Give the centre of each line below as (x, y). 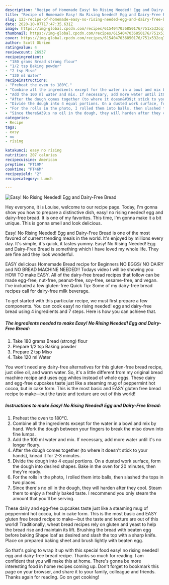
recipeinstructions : (27, 80)
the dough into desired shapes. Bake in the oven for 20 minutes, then (84, 466)
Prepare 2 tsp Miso (32, 352)
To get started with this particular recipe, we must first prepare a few (76, 301)
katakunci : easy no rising (33, 150)
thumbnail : (17, 33)
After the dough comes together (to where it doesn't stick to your (80, 450)
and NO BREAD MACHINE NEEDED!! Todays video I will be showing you (79, 270)
